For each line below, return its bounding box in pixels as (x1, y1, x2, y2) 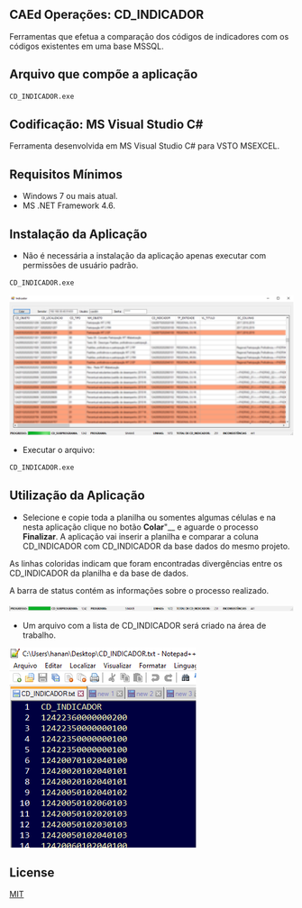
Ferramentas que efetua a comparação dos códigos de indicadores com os (9, 31, 289, 41)
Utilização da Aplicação (9, 488, 146, 504)
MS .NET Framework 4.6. (22, 200, 115, 211)
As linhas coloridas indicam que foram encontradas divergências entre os (9, 558, 283, 568)
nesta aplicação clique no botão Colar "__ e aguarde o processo (22, 522, 259, 532)
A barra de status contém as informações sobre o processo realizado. (9, 585, 270, 595)
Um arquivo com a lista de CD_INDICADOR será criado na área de (22, 620, 267, 631)
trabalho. (22, 630, 57, 640)
